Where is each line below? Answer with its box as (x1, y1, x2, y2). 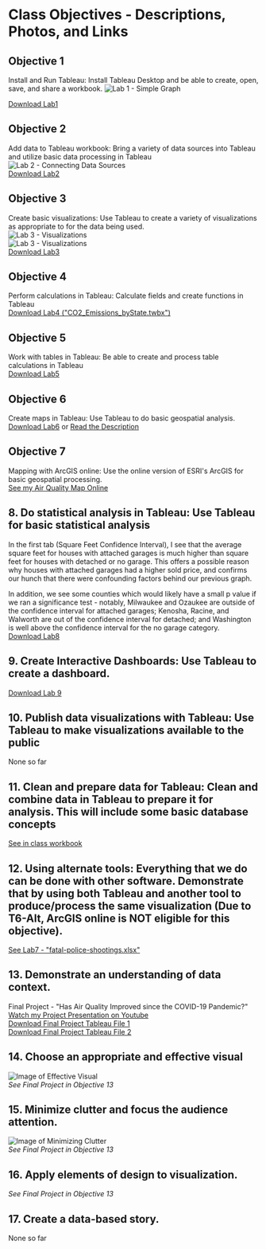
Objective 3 (8, 192, 67, 206)
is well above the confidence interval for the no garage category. (8, 623, 220, 632)
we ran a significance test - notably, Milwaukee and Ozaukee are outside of (8, 597, 256, 607)
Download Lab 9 (8, 687, 62, 698)
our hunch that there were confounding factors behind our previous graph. (8, 574, 253, 583)
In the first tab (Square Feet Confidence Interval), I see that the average (8, 539, 242, 549)
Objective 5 (8, 331, 67, 344)
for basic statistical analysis (8, 519, 151, 532)
